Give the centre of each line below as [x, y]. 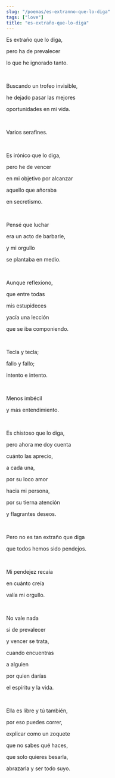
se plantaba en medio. [33, 260]
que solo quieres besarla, [37, 757]
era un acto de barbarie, [36, 236]
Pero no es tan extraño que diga [46, 537]
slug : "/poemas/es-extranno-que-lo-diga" [58, 12]
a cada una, [21, 468]
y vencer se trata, [28, 641]
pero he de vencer [29, 167]
